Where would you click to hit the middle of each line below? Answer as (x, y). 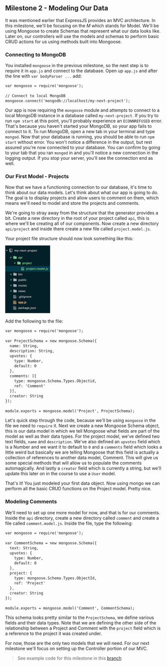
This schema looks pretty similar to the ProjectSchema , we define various (80, 617)
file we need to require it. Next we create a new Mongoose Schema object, (83, 426)
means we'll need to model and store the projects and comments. (72, 203)
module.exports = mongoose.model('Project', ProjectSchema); (70, 411)
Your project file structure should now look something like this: (69, 239)
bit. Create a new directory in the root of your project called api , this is (77, 218)
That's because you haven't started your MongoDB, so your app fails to (79, 126)
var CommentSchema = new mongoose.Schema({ (51, 543)
